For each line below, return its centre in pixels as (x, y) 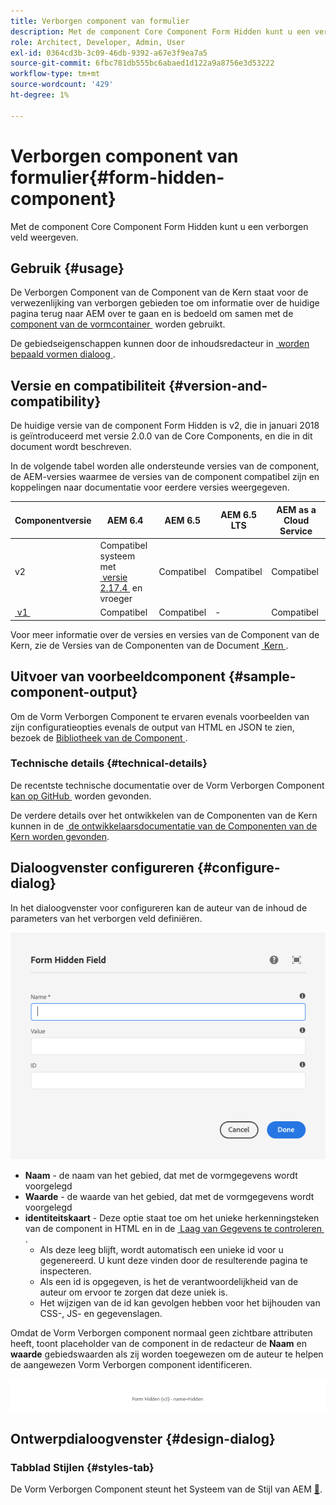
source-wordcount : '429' (62, 85)
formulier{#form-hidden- (117, 177)
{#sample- (262, 676)
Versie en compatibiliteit (88, 385)
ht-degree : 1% (40, 95)
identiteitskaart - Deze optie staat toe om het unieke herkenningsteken (172, 1217)
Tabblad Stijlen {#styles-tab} (82, 1467)
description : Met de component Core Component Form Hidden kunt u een (160, 31)
